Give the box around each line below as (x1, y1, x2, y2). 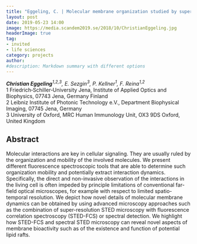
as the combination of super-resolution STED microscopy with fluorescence (6, 206, 189, 213)
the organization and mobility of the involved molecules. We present (6, 156, 171, 163)
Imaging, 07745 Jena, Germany (6, 105, 82, 112)
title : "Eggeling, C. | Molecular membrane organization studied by (6, 8, 177, 15)
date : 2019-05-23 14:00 (6, 19, 64, 25)
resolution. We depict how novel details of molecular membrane (29, 194, 183, 201)
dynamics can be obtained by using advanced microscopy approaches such (6, 200, 191, 207)
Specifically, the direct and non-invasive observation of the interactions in (6, 175, 185, 182)
